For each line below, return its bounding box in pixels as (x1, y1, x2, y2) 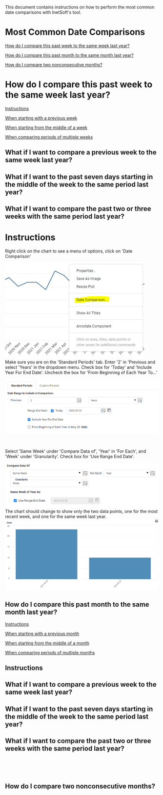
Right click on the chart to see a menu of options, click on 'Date (5, 248, 133, 254)
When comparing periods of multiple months (5, 649, 95, 655)
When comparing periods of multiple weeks (5, 134, 93, 140)
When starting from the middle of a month (5, 640, 89, 646)
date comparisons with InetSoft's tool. (5, 9, 81, 15)
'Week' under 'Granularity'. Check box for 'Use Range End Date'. (5, 453, 135, 459)
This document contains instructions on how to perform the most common (5, 4, 155, 10)
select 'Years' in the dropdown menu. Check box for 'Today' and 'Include (5, 364, 152, 370)
